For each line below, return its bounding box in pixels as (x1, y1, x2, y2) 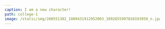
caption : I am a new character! (4, 7, 71, 12)
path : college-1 (4, 12, 38, 17)
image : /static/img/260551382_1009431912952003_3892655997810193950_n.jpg (4, 16, 162, 21)
